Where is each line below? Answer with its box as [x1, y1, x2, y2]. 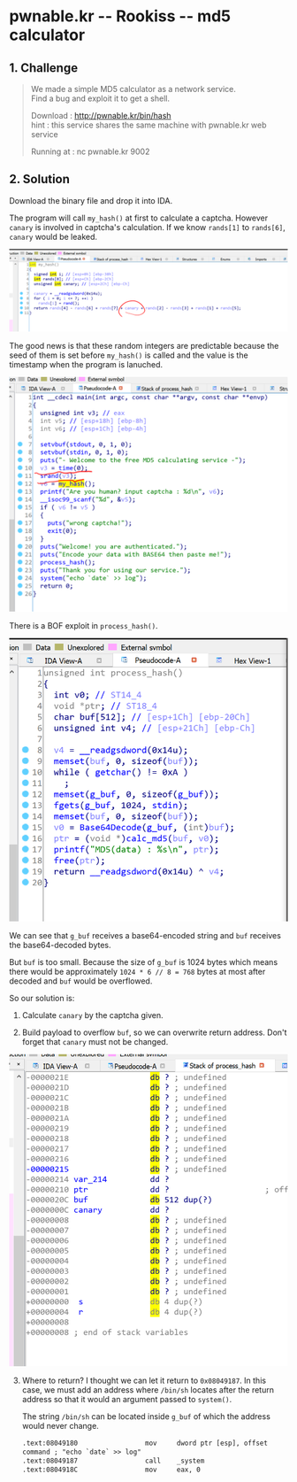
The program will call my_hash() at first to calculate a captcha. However [9, 212, 268, 223]
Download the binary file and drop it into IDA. [9, 195, 173, 205]
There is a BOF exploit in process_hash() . [9, 620, 158, 630]
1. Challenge [9, 60, 78, 75]
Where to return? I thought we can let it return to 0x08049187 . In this [21, 1375, 267, 1386]
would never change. [21, 1421, 99, 1432]
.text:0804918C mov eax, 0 [21, 1465, 201, 1475]
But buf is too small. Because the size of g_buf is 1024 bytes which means [9, 956, 278, 967]
